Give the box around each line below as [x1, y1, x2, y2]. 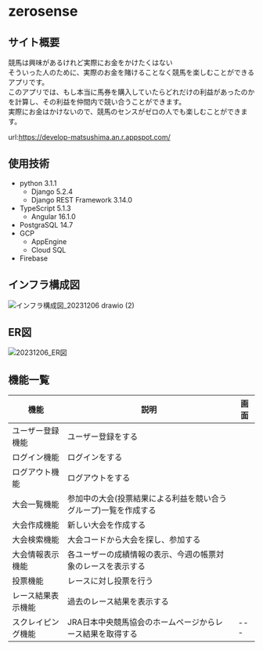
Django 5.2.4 [31, 187, 73, 196]
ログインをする [67, 452, 123, 463]
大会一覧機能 [12, 499, 60, 510]
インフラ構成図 [8, 278, 81, 292]
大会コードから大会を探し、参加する [67, 535, 201, 546]
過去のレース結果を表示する [67, 596, 170, 607]
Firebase [19, 254, 49, 263]
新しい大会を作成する [67, 520, 146, 531]
